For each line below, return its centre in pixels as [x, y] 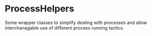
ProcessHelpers [40, 9]
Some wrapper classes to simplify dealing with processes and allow [76, 22]
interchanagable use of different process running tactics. [65, 27]
